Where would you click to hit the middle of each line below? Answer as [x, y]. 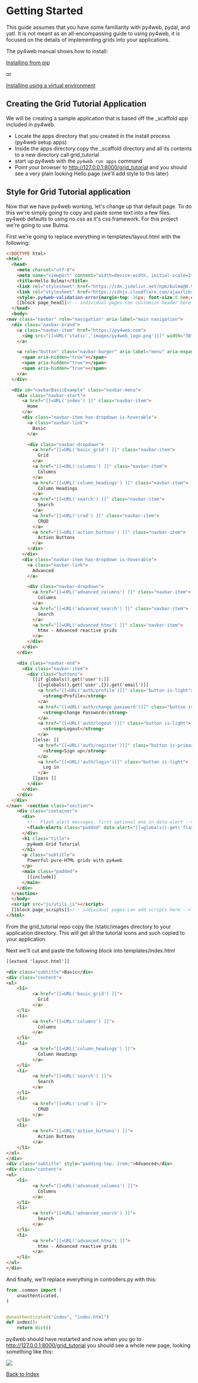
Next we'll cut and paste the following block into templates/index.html [90, 950]
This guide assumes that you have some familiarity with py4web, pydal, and [98, 27]
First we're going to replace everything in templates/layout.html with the [93, 236]
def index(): [22, 1322]
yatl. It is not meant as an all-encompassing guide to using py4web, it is [93, 33]
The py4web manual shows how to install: [57, 51]
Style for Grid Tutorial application [68, 192]
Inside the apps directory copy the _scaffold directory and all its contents [103, 148]
